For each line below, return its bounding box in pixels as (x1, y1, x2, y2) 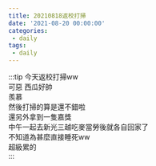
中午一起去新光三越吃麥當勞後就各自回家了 (8, 122, 149, 132)
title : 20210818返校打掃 (8, 11, 86, 20)
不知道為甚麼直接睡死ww (8, 132, 90, 141)
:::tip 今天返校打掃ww (8, 72, 78, 81)
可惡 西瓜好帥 (8, 82, 53, 91)
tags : (8, 42, 26, 50)
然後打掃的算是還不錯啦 (8, 102, 86, 111)
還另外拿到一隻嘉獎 (8, 112, 72, 121)
